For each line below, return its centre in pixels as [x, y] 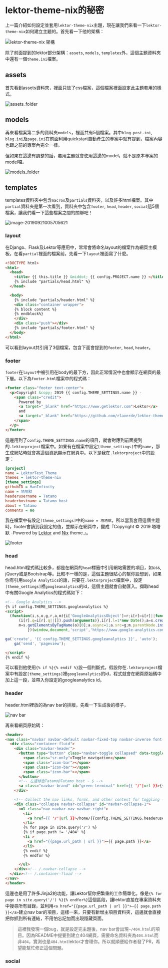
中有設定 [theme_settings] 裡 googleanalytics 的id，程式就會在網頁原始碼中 [85, 674]
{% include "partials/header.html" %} [54, 300]
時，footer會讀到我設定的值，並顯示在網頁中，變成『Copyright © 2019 [78, 527]
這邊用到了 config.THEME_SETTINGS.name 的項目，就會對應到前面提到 [74, 440]
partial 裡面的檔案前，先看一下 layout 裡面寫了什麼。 [77, 253]
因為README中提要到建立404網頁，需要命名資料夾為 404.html [90, 935]
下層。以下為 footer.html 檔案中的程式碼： [48, 378]
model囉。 [16, 162]
